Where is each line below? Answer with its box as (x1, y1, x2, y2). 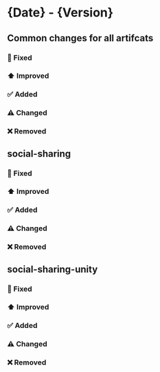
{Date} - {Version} (7, 5, 114, 21)
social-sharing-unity (7, 263, 98, 275)
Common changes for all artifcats (7, 32, 154, 44)
